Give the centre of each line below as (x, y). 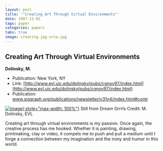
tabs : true (16, 32)
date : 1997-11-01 (23, 19)
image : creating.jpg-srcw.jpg (36, 37)
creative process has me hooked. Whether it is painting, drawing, (71, 128)
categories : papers (25, 28)
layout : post (18, 10)
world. (12, 144)
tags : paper (17, 23)
